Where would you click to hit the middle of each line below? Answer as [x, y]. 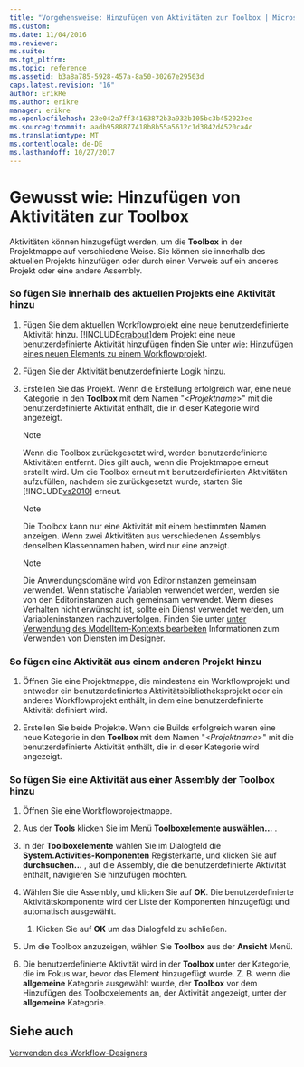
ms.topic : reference [48, 69]
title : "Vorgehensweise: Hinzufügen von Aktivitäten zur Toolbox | [139, 18]
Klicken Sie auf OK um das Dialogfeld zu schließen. [132, 929]
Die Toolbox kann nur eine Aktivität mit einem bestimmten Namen [144, 526]
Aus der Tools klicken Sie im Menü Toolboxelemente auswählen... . [150, 828]
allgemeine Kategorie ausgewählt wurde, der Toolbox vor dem [140, 984]
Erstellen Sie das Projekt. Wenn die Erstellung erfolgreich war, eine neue [157, 388]
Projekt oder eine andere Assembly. [76, 270]
